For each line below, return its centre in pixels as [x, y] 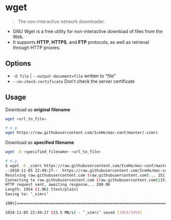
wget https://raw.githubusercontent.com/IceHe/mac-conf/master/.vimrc [82, 133]
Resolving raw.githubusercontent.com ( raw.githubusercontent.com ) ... [81, 175]
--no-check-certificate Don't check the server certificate [74, 81]
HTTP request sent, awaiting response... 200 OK [58, 185]
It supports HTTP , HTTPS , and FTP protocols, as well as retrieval [81, 42]
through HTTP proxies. [36, 47]
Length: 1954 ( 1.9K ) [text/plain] [42, 189]
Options [18, 63]
